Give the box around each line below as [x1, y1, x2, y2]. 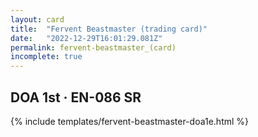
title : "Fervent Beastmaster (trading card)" [10, 24, 208, 34]
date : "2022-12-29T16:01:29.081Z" [10, 33, 163, 43]
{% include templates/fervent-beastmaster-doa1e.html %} [10, 115, 250, 127]
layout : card [10, 14, 65, 25]
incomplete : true [10, 52, 83, 62]
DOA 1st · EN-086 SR [10, 89, 142, 106]
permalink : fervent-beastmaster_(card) [10, 42, 177, 53]
